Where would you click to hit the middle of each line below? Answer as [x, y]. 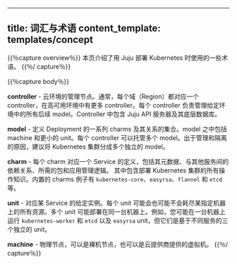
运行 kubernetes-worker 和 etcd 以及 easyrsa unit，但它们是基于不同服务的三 [118, 220]
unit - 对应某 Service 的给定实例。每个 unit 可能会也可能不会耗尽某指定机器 [116, 203]
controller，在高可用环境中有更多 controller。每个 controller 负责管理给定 [114, 105]
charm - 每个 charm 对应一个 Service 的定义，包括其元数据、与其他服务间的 [118, 161]
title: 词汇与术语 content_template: [84, 29]
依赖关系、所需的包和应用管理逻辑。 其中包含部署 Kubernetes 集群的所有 [113, 170]
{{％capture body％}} [38, 81]
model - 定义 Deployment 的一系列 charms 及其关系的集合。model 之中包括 [117, 129]
